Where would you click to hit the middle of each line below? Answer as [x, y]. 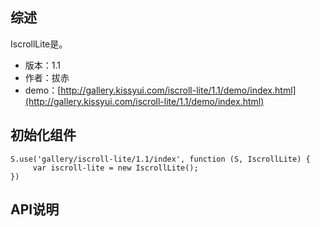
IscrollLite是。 [39, 44]
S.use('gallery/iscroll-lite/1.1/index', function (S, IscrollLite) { [160, 159]
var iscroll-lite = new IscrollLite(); [115, 168]
